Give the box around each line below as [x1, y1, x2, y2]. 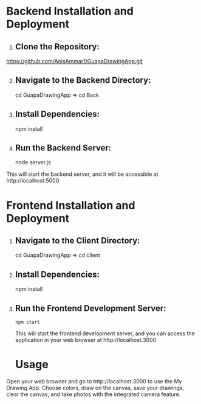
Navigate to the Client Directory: [15, 235, 140, 246]
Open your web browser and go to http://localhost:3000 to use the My [6, 378, 182, 385]
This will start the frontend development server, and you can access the [15, 330, 196, 337]
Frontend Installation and [6, 198, 135, 212]
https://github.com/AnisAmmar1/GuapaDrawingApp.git [6, 58, 143, 64]
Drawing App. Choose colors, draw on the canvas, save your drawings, [6, 385, 185, 391]
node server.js [15, 159, 52, 166]
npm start [15, 319, 41, 326]
